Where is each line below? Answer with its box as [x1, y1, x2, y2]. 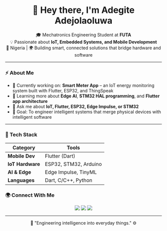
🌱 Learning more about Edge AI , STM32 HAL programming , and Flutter [12, 93, 160, 99]
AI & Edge [7, 168, 31, 175]
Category [12, 144, 36, 151]
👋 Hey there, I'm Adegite [32, 4, 135, 16]
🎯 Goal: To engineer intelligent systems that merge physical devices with [12, 109, 162, 115]
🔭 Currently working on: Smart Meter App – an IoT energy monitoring [12, 82, 155, 88]
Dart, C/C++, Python [45, 176, 93, 183]
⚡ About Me [5, 69, 34, 76]
